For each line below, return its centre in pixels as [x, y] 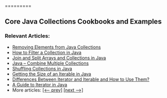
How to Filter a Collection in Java [47, 52]
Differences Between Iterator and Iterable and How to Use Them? [81, 79]
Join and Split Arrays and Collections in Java [59, 58]
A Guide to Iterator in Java [39, 84]
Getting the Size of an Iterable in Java [51, 74]
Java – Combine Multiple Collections [50, 63]
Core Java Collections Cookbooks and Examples [83, 21]
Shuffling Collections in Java [42, 68]
